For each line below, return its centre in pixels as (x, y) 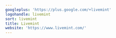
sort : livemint (21, 19)
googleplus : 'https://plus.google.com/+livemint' (59, 10)
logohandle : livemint (28, 14)
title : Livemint (22, 23)
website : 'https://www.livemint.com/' (46, 28)
